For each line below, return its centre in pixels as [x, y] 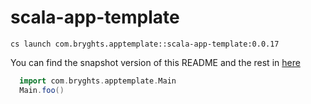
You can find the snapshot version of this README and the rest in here [155, 62]
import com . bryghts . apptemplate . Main [98, 81]
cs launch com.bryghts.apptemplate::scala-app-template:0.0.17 [145, 44]
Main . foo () [42, 90]
